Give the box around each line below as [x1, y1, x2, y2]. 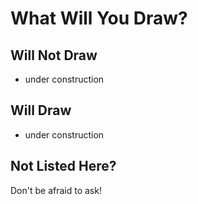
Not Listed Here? [10, 158, 117, 175]
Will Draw [10, 102, 72, 119]
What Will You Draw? [10, 7, 188, 30]
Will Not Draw [10, 47, 98, 64]
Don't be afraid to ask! [10, 184, 102, 196]
